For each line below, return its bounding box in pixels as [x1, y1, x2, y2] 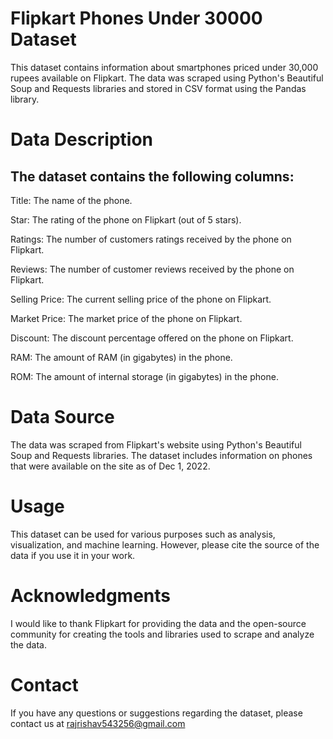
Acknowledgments [10, 585, 172, 607]
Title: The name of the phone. [10, 194, 133, 206]
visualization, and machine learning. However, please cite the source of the [10, 538, 320, 551]
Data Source [10, 406, 115, 429]
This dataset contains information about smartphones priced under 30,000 [10, 61, 319, 73]
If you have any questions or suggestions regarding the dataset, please [10, 707, 303, 719]
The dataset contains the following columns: [10, 168, 295, 185]
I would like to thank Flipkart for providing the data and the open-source [10, 617, 307, 629]
